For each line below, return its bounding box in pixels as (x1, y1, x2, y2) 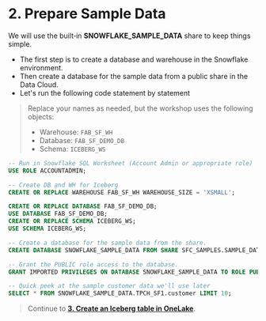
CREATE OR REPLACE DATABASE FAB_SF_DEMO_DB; (8, 202, 158, 210)
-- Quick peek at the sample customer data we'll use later (8, 282, 211, 290)
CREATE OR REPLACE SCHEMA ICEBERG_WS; (8, 217, 136, 225)
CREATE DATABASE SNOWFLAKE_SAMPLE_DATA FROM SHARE (8, 246, 179, 254)
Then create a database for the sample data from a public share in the (19, 71, 248, 81)
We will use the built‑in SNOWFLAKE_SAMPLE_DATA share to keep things (8, 31, 251, 40)
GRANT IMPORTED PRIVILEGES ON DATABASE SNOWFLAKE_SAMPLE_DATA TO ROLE (8, 268, 246, 276)
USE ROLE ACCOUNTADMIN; (8, 167, 87, 175)
